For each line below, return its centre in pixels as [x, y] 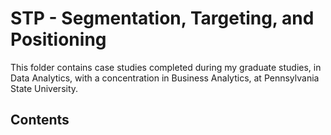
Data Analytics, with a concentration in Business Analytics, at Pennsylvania [165, 78]
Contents [40, 120]
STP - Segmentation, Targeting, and [162, 18]
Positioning [58, 39]
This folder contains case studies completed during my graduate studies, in [166, 67]
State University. [44, 88]
